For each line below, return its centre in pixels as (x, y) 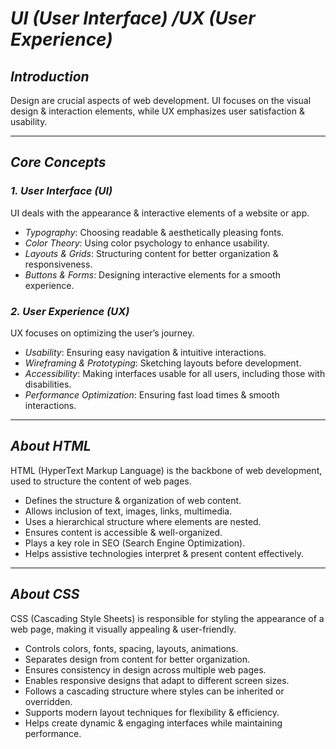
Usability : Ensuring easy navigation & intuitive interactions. (145, 352)
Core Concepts (58, 162)
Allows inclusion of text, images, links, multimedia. (128, 511)
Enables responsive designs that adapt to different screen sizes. (157, 680)
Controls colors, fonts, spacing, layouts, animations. (131, 648)
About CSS (45, 594)
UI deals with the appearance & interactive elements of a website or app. (160, 213)
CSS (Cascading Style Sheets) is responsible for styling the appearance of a (167, 618)
